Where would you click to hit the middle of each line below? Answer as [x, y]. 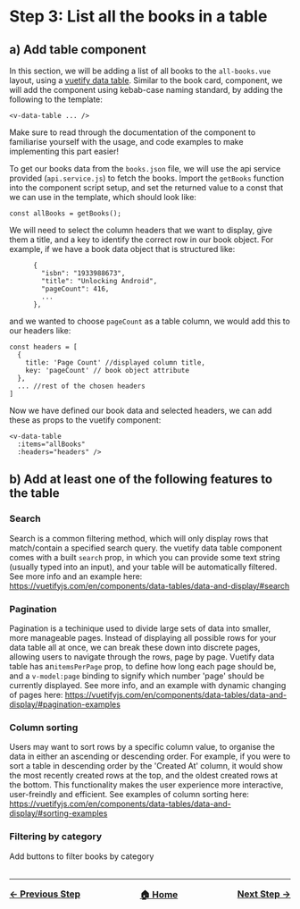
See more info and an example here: [76, 576]
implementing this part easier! [64, 151]
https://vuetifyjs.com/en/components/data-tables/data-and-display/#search [150, 585]
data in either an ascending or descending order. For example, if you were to [150, 756]
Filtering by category [56, 837]
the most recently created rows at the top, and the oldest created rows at [144, 776]
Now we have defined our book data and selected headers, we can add [141, 410]
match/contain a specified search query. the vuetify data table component [146, 548]
